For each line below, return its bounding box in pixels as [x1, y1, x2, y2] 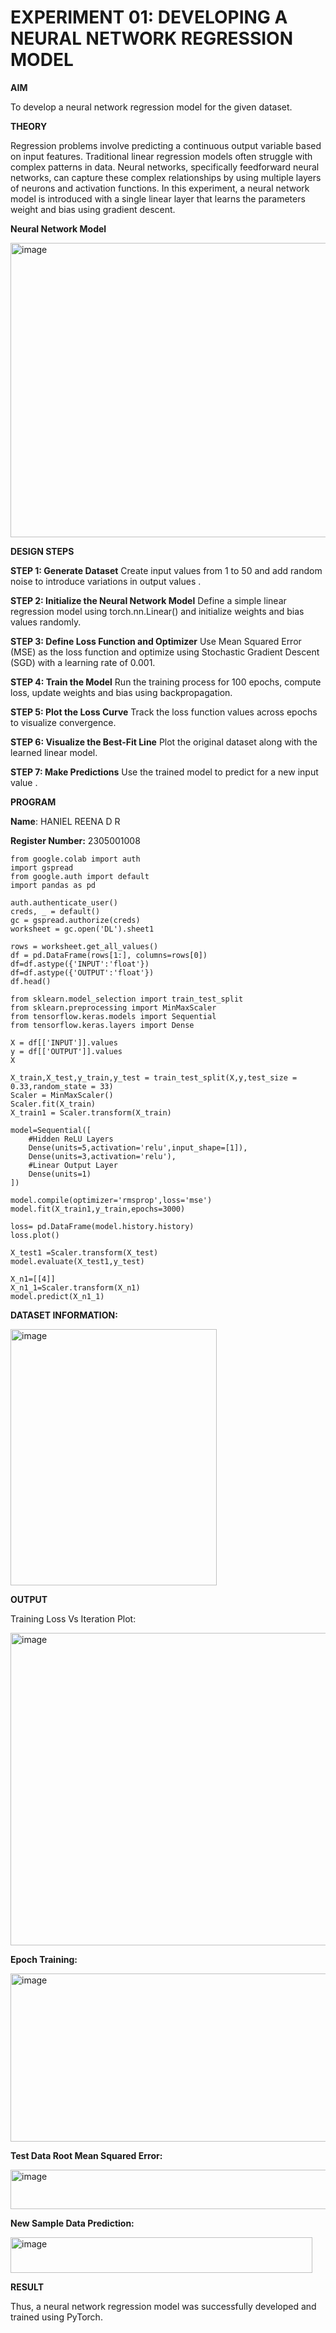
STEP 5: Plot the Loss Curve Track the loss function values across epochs [10, 706, 318, 718]
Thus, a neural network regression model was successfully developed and [10, 2300, 317, 2312]
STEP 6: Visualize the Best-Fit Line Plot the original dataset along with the [10, 736, 318, 748]
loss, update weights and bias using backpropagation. [10, 686, 233, 698]
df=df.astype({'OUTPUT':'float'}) [10, 967, 155, 978]
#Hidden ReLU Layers [28, 1134, 114, 1144]
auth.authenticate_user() [10, 897, 118, 908]
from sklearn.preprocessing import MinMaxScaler [10, 1002, 217, 1013]
